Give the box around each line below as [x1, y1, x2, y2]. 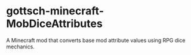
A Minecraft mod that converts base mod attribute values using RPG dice [6, 36, 186, 44]
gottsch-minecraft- [6, 4, 104, 18]
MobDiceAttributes [6, 17, 103, 30]
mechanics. [6, 43, 35, 50]
